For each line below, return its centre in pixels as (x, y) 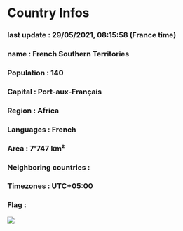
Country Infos (48, 13)
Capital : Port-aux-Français (55, 92)
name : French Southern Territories (68, 54)
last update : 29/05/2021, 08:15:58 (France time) (92, 35)
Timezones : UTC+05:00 (50, 186)
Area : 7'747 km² (36, 148)
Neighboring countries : (49, 167)
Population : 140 (35, 73)
